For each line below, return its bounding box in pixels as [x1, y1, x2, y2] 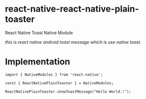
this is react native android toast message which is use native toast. [5, 39, 142, 45]
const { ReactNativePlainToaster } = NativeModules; [5, 81, 114, 85]
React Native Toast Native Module [5, 30, 73, 35]
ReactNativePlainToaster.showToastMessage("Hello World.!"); [5, 89, 131, 94]
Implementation [5, 56, 70, 67]
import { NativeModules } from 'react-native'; [5, 72, 103, 77]
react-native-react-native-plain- [5, 3, 139, 15]
